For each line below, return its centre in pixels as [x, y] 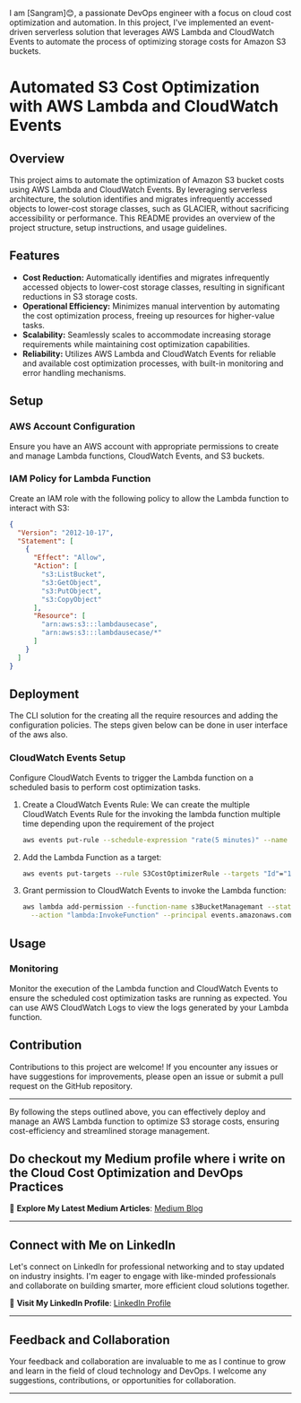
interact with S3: [39, 508]
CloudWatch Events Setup [68, 758]
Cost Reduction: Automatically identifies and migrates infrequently [146, 277]
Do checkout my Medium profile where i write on [147, 1159]
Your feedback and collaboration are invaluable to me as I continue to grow [148, 1362]
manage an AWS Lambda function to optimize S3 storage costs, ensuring [144, 1121]
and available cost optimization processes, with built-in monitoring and [153, 363]
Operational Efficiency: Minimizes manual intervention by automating [151, 306]
